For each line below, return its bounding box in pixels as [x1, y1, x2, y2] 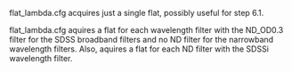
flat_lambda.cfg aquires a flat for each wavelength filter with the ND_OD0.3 [9, 25, 284, 35]
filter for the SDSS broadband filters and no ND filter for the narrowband [9, 35, 274, 44]
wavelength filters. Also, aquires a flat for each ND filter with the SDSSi [9, 44, 270, 54]
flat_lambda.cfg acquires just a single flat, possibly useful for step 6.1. [9, 8, 264, 18]
